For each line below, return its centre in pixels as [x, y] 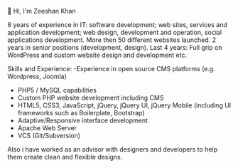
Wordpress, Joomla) [37, 76]
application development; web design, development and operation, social [115, 32]
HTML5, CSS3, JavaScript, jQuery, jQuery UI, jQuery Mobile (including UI [124, 105]
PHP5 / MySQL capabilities [57, 90]
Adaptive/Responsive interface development [82, 120]
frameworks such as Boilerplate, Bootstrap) [81, 113]
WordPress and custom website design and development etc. [97, 55]
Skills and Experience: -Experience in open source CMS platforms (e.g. [111, 69]
